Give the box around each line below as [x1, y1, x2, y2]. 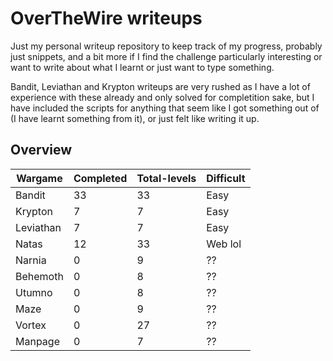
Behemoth [15, 269, 64, 283]
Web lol [206, 237, 242, 251]
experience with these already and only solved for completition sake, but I [10, 91, 315, 103]
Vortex [15, 318, 47, 332]
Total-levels [136, 171, 197, 185]
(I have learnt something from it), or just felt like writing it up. [10, 112, 260, 124]
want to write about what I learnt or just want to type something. [10, 61, 275, 73]
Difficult [206, 171, 246, 185]
